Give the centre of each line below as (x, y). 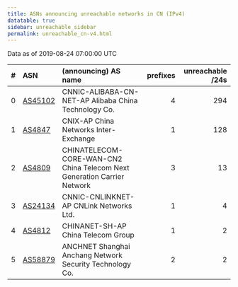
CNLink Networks (103, 206)
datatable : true (31, 20)
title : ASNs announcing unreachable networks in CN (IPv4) (96, 14)
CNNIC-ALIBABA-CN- (101, 92)
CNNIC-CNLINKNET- (98, 197)
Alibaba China (114, 101)
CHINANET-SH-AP (94, 226)
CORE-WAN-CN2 (92, 159)
